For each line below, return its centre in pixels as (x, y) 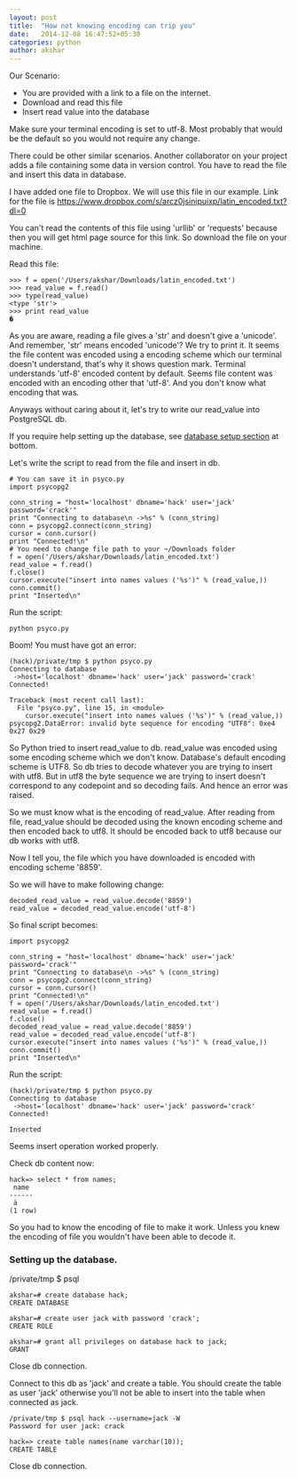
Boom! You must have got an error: (73, 645)
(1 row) (23, 1211)
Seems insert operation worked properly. (84, 1146)
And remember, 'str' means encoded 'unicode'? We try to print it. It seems (145, 345)
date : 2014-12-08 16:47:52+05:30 (75, 34)
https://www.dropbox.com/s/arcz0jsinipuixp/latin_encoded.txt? (172, 202)
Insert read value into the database (86, 112)
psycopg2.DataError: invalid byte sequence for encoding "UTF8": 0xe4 (142, 724)
